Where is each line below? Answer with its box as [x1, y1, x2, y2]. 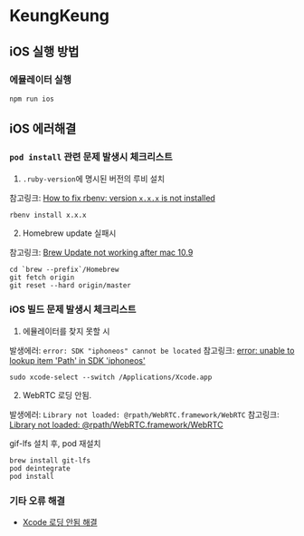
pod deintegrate [9, 463, 71, 473]
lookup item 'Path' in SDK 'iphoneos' [9, 355, 147, 365]
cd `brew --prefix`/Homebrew [9, 265, 119, 274]
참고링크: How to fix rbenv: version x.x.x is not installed [9, 192, 215, 203]
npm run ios [9, 94, 54, 103]
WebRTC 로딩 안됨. [22, 389, 92, 400]
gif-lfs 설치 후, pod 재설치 [9, 437, 101, 449]
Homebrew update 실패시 [22, 228, 117, 239]
